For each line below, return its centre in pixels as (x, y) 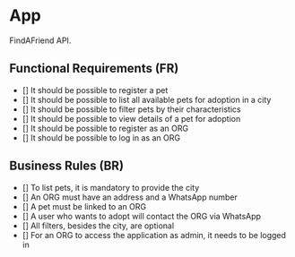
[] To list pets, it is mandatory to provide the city (111, 187)
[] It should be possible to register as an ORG (105, 128)
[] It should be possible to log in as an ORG (101, 137)
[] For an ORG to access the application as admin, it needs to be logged (154, 235)
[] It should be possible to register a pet (95, 90)
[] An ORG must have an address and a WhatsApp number (130, 197)
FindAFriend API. (40, 40)
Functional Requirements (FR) (94, 69)
